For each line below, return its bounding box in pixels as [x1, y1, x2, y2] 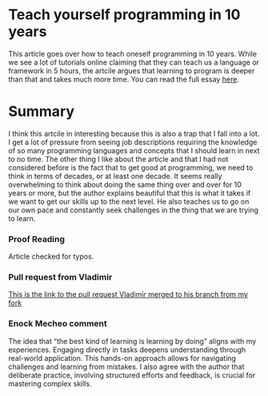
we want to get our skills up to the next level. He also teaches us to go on [8, 196, 250, 206]
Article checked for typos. [8, 251, 94, 261]
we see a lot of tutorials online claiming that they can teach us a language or [8, 57, 260, 67]
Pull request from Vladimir [8, 271, 113, 283]
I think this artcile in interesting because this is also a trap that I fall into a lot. [8, 129, 260, 138]
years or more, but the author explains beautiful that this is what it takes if [8, 188, 251, 197]
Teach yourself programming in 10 [8, 6, 241, 24]
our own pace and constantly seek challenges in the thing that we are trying [8, 205, 258, 215]
